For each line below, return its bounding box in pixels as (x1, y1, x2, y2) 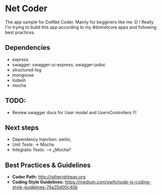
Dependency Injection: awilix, (12, 136, 72, 142)
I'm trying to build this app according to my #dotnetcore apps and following (5, 24, 157, 30)
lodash (12, 77, 26, 83)
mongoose (12, 72, 34, 78)
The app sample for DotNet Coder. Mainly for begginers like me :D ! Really (5, 19, 154, 25)
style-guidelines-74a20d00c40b (12, 184, 78, 190)
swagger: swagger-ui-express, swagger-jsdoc (12, 61, 106, 67)
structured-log (12, 67, 41, 73)
